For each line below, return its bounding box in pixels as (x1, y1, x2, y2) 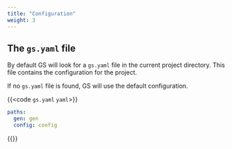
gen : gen (13, 116, 39, 123)
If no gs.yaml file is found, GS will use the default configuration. (7, 81, 189, 91)
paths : (7, 109, 26, 116)
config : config (13, 122, 58, 129)
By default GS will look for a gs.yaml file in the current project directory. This (7, 61, 226, 70)
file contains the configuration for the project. (7, 68, 138, 77)
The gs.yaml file (7, 42, 76, 54)
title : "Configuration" (7, 10, 76, 17)
